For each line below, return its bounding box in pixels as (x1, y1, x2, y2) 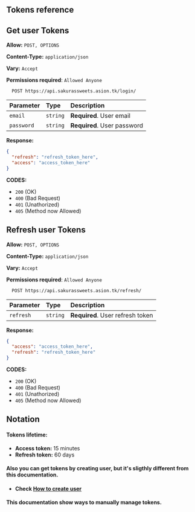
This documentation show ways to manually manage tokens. (6, 499, 162, 506)
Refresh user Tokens (6, 225, 86, 235)
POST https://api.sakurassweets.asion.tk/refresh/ (11, 287, 142, 293)
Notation (6, 414, 40, 424)
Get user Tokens (6, 25, 69, 36)
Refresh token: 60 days (14, 451, 75, 458)
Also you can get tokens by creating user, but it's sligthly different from (6, 465, 189, 472)
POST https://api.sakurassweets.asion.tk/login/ (11, 88, 136, 94)
